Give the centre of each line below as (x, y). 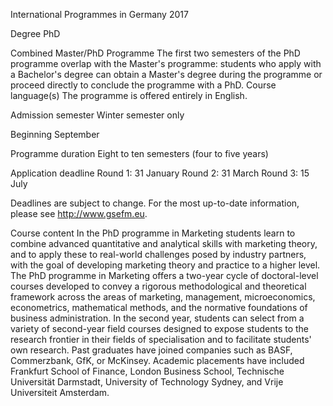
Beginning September (55, 134)
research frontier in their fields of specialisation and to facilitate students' (161, 339)
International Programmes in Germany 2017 (99, 14)
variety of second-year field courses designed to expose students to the (160, 328)
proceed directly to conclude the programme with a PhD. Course (143, 85)
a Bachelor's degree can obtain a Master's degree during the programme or (166, 74)
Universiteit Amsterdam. (60, 392)
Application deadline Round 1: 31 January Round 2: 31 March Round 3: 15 (160, 173)
